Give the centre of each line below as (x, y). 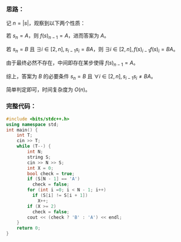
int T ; (25, 135)
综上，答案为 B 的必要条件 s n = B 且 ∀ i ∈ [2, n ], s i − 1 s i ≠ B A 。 (81, 77)
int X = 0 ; (41, 168)
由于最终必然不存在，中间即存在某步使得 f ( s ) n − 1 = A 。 (73, 63)
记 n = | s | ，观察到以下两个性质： (46, 23)
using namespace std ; (33, 125)
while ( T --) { (34, 146)
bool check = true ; (51, 174)
